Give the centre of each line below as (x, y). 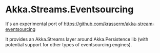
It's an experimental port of (34, 24)
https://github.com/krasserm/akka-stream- (109, 24)
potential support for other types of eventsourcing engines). (69, 44)
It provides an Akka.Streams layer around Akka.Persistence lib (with (77, 39)
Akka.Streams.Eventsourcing (69, 10)
